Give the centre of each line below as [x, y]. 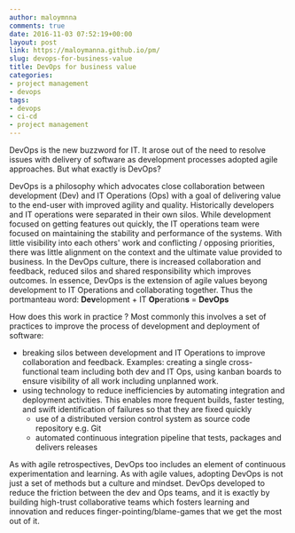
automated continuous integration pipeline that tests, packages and [158, 438]
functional [40, 371]
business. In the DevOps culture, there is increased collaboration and [135, 262]
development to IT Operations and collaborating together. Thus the [131, 290]
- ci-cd [23, 116]
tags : [19, 100]
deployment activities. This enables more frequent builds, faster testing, [153, 400]
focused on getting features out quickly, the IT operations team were [134, 224]
